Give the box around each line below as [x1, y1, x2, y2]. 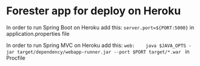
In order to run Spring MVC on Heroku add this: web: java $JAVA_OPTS [6, 42, 186, 49]
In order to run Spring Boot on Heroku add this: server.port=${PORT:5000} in [6, 24, 194, 31]
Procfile [6, 54, 26, 61]
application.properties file [6, 30, 70, 37]
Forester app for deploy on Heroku [6, 4, 181, 18]
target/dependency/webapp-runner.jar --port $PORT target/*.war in [17, 48, 190, 55]
